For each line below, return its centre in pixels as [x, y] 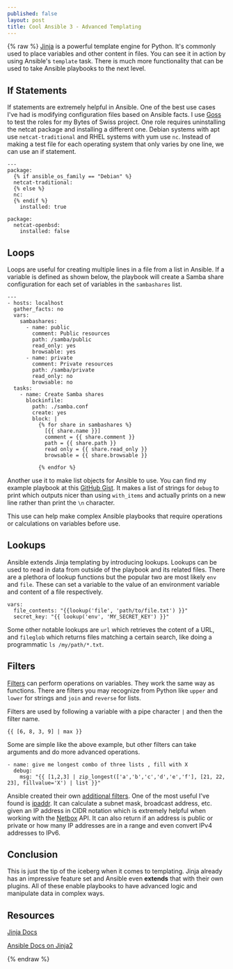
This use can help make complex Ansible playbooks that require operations [115, 516]
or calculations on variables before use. [64, 523]
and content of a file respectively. [55, 592]
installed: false [45, 231]
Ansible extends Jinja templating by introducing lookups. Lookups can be [112, 562]
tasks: [23, 388]
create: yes [50, 413]
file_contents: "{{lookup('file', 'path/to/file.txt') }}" [101, 610]
